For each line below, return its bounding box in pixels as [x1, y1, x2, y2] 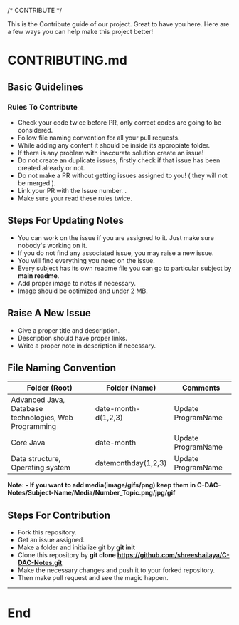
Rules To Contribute [7, 102, 78, 112]
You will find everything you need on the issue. [17, 256, 155, 264]
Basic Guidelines [7, 81, 83, 93]
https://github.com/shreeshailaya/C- [117, 551, 230, 559]
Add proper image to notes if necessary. [17, 279, 137, 287]
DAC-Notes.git [17, 559, 63, 567]
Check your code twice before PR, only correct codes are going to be [17, 118, 222, 127]
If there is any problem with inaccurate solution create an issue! [17, 148, 204, 157]
